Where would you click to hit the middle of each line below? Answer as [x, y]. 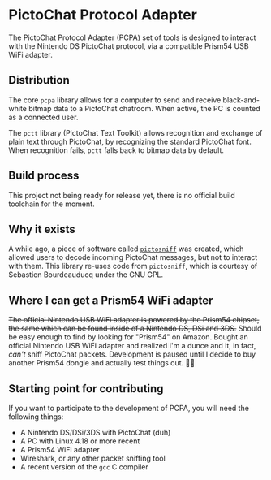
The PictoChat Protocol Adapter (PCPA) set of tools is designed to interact [132, 37]
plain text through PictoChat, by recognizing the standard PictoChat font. [130, 141]
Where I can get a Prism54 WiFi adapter [111, 300]
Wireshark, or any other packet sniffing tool [93, 458]
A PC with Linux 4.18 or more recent [80, 441]
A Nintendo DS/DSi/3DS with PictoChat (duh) [95, 432]
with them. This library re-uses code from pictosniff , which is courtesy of [133, 266]
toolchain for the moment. [52, 204]
